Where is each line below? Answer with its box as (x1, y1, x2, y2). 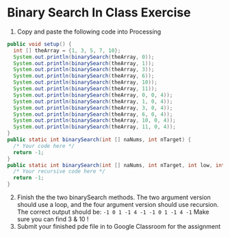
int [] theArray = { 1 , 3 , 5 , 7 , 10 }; (13, 47, 121, 54)
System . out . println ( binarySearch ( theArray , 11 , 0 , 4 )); (13, 123, 176, 131)
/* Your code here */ (13, 142, 75, 149)
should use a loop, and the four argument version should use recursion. (16, 201, 219, 209)
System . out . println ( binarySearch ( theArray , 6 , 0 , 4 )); (13, 111, 173, 118)
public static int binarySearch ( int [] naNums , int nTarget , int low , (7, 162, 213, 169)
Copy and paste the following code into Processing (16, 27, 162, 36)
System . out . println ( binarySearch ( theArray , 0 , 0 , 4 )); (13, 91, 173, 99)
